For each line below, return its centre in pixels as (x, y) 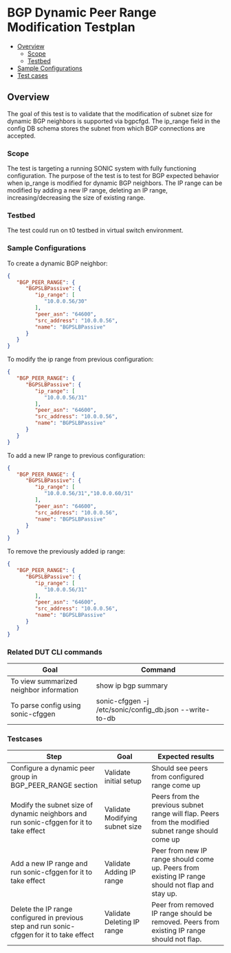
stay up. (164, 894)
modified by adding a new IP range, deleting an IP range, (88, 190)
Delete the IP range (42, 909)
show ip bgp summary (132, 686)
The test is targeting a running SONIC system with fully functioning (102, 168)
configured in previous (47, 918)
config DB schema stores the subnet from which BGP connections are (106, 128)
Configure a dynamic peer (53, 768)
